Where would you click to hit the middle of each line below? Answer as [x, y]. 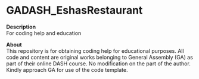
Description [21, 27]
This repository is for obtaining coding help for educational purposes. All [95, 50]
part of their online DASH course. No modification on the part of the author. [98, 64]
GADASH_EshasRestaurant [74, 10]
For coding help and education [44, 33]
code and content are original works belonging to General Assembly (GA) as [100, 57]
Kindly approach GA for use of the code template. [67, 69]
